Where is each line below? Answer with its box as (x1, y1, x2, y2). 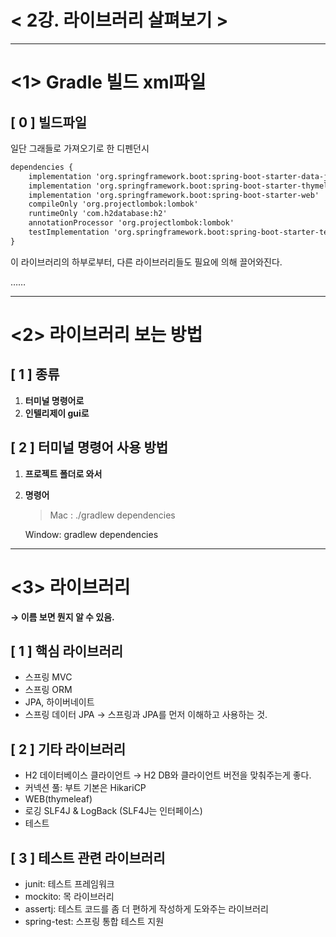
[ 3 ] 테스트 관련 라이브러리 (10, 849, 166, 866)
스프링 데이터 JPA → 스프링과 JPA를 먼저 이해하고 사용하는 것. (24, 709, 268, 721)
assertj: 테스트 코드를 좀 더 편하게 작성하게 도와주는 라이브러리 (24, 903, 269, 915)
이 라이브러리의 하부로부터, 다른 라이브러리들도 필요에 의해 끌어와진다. (10, 256, 283, 268)
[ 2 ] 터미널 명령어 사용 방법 (10, 439, 169, 456)
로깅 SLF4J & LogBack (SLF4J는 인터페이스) (24, 805, 203, 817)
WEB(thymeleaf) (24, 793, 93, 805)
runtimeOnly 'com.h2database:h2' (28, 209, 168, 219)
